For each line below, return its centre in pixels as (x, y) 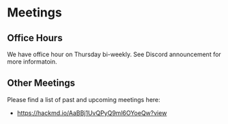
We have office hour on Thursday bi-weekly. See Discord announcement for (114, 54)
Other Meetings (41, 83)
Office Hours (35, 38)
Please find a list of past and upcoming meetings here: (84, 99)
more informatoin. (32, 62)
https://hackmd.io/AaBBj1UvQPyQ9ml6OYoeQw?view (92, 113)
